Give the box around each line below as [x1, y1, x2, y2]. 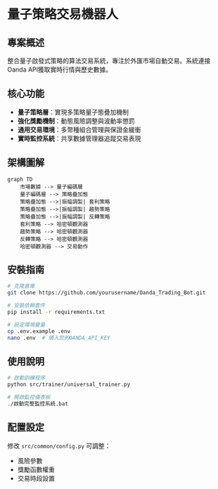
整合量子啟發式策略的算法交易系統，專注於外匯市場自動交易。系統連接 [7, 57, 211, 65]
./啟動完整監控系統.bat [7, 400, 69, 407]
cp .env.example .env [7, 327, 71, 334]
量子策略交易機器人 [7, 6, 119, 22]
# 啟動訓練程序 [7, 374, 46, 382]
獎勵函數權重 [17, 465, 55, 474]
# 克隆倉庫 [7, 282, 35, 290]
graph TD [7, 176, 33, 183]
